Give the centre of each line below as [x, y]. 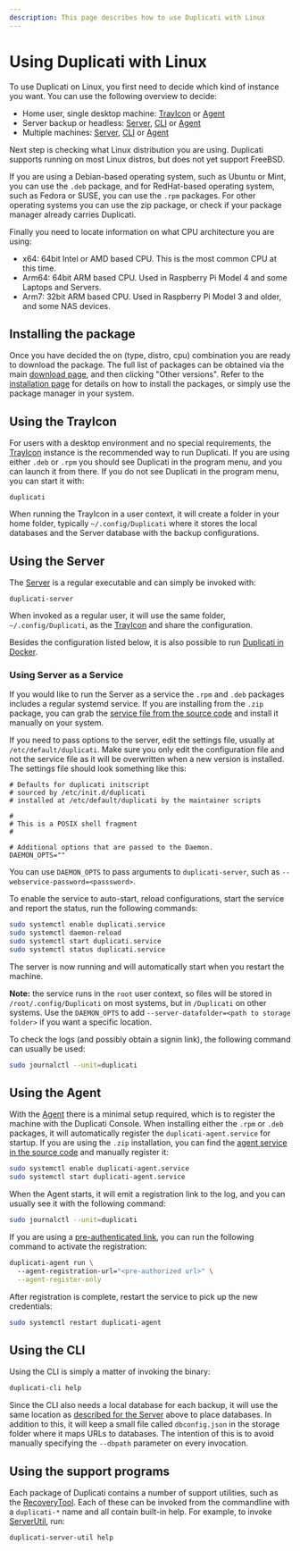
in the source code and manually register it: [89, 1153]
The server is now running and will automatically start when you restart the [147, 967]
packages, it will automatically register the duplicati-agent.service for [140, 1133]
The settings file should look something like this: [98, 768]
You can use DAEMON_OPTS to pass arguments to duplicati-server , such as [145, 872]
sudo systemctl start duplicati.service [86, 942]
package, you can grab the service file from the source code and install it [144, 713]
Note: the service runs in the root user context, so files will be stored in [141, 993]
